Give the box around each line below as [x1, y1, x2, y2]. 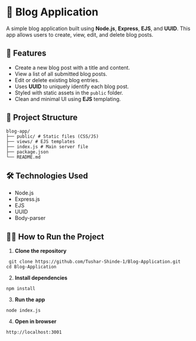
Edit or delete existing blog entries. [14, 76, 100, 83]
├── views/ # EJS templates [6, 138, 76, 144]
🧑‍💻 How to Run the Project [6, 232, 104, 242]
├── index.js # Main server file [6, 144, 89, 150]
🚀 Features [6, 48, 47, 59]
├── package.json [6, 149, 49, 155]
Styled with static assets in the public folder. [14, 89, 123, 96]
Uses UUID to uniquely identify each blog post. [14, 83, 129, 90]
